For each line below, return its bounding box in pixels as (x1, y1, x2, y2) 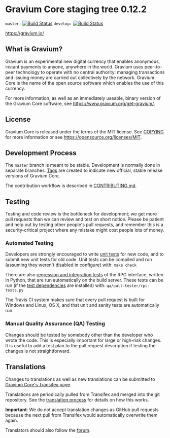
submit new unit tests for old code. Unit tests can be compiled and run (5, 257, 152, 263)
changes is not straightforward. (5, 348, 71, 354)
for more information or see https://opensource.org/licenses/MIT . (5, 134, 142, 140)
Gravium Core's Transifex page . (5, 381, 72, 387)
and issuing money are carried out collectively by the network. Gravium (5, 75, 155, 81)
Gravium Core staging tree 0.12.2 (5, 4, 147, 15)
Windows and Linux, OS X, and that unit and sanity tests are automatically (5, 302, 160, 308)
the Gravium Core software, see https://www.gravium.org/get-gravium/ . (5, 100, 155, 106)
